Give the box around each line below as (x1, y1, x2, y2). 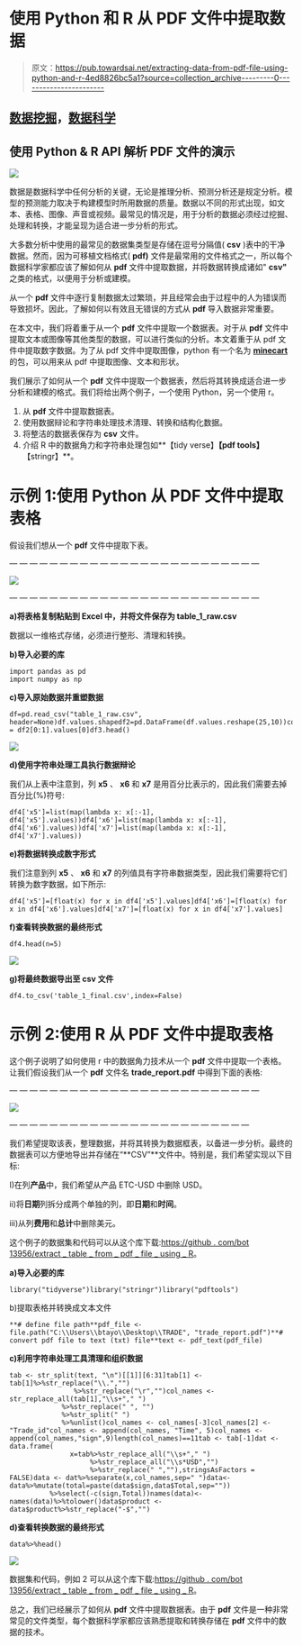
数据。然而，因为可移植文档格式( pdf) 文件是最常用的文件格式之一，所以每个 (9, 250, 293, 261)
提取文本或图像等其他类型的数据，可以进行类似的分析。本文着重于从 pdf (9, 334, 277, 345)
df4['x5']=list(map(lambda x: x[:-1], (9, 808, 155, 817)
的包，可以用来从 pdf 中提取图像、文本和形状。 (9, 357, 184, 368)
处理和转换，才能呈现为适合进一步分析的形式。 (9, 220, 182, 231)
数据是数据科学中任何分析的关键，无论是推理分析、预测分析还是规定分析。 (9, 186, 285, 197)
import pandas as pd (9, 668, 87, 677)
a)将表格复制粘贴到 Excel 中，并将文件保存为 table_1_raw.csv (9, 611, 237, 622)
